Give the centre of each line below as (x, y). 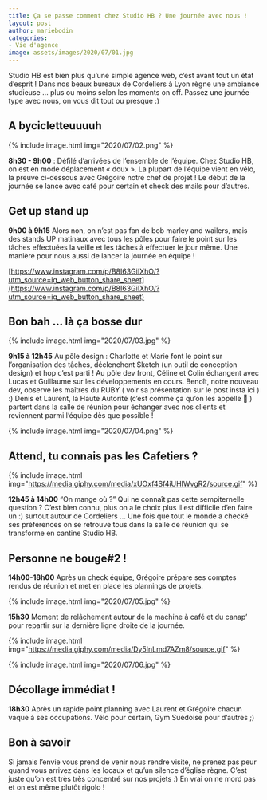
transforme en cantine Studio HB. (63, 533)
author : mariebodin (41, 30)
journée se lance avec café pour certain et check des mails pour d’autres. (129, 186)
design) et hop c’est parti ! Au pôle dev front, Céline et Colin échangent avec (134, 373)
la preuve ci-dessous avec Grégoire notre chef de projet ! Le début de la (127, 177)
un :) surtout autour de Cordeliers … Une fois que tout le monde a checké (128, 516)
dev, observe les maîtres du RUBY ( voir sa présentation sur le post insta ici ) (134, 390)
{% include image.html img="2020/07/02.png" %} (91, 145)
